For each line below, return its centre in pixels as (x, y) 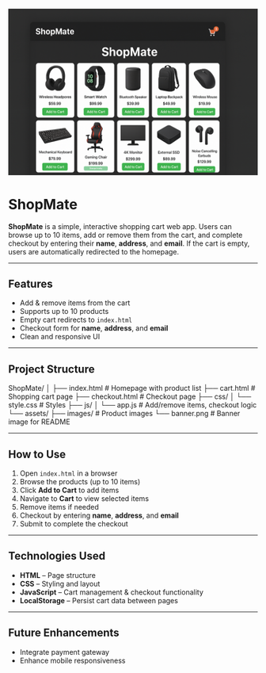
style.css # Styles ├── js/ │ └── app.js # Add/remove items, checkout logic (133, 405)
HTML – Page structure (58, 575)
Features (30, 284)
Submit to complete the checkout (74, 524)
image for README (39, 422)
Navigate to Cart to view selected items (84, 499)
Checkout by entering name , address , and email (99, 515)
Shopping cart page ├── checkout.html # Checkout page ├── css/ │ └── (130, 396)
